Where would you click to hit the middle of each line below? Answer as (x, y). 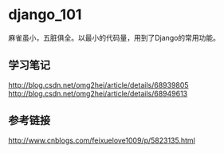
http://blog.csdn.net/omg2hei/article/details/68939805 (98, 84)
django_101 (45, 15)
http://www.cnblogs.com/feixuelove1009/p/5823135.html (102, 140)
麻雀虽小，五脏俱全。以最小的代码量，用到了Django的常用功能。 (114, 37)
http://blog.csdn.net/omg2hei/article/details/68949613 (98, 93)
